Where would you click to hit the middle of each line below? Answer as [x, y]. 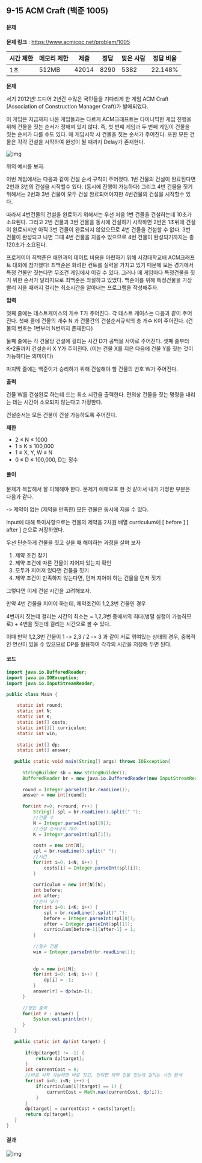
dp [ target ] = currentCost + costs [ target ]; [80, 1109]
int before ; [48, 891]
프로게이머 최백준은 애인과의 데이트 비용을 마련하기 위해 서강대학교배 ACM [93, 257]
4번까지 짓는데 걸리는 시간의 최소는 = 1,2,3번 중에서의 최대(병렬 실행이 [89, 616]
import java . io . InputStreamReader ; [51, 683]
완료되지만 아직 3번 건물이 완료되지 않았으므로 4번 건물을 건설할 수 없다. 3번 [101, 229]
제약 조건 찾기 [31, 555]
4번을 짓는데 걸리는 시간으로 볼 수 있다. [65, 624]
